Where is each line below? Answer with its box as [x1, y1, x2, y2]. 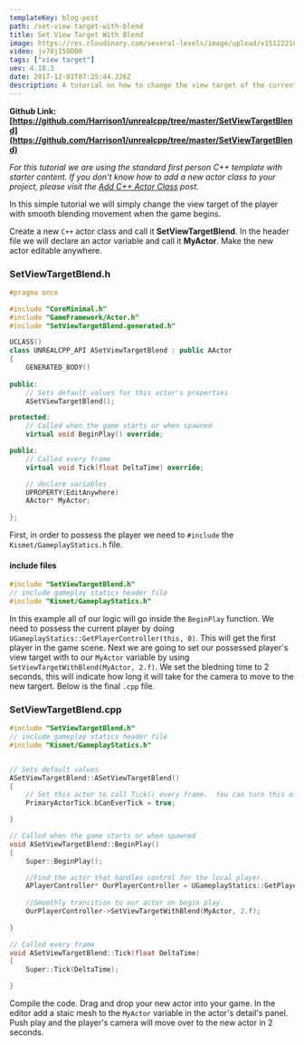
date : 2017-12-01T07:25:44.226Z [9, 73, 131, 82]
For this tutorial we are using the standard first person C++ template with [9, 161, 283, 172]
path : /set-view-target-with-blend [9, 22, 144, 31]
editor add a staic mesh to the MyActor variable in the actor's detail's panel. [9, 1008, 289, 1019]
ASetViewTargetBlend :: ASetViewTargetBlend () [9, 773, 180, 782]
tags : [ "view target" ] [9, 55, 95, 64]
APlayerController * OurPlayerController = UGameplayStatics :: [25, 881, 265, 891]
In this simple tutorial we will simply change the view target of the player [9, 198, 279, 209]
